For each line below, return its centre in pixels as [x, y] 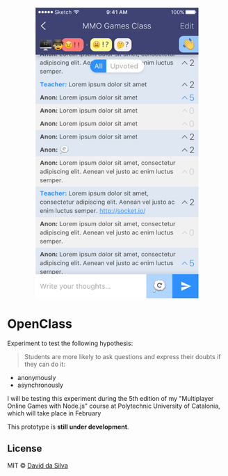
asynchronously [40, 385]
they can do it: [45, 364]
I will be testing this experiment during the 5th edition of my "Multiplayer [111, 398]
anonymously [36, 377]
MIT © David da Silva [38, 465]
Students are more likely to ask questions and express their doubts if [122, 356]
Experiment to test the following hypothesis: [70, 343]
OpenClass [40, 324]
